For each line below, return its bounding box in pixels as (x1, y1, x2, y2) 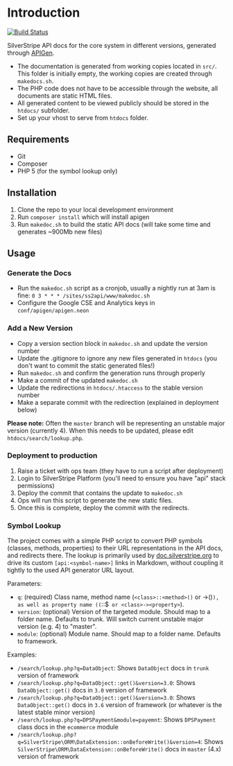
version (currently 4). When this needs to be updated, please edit (7, 426, 194, 435)
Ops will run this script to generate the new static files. (17, 496, 173, 504)
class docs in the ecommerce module (17, 723, 119, 731)
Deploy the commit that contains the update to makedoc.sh (17, 489, 183, 497)
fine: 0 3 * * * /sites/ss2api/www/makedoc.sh (17, 291, 150, 299)
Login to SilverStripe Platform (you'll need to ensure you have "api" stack (17, 473, 226, 482)
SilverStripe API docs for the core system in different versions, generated (7, 41, 216, 49)
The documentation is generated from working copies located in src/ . (17, 62, 217, 70)
